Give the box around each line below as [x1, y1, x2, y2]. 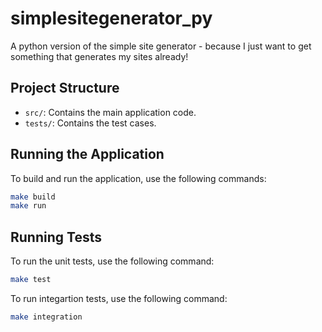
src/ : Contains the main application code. [24, 106, 197, 118]
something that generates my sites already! [10, 50, 189, 62]
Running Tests [10, 228, 102, 246]
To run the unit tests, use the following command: [10, 255, 215, 267]
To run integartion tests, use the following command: [10, 293, 228, 304]
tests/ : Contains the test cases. [24, 117, 157, 129]
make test [10, 275, 52, 285]
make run [10, 201, 47, 211]
